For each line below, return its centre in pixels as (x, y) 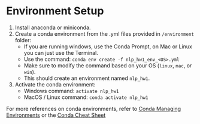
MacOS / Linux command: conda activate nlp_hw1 (86, 97)
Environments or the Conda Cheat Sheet (56, 115)
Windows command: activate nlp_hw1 (71, 91)
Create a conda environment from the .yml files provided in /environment (104, 33)
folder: (23, 40)
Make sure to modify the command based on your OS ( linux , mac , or (108, 65)
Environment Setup (55, 11)
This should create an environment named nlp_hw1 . (87, 78)
